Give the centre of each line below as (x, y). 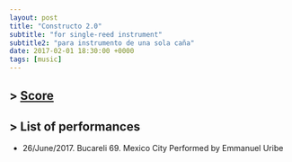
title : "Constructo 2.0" (56, 26)
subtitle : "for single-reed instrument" (86, 34)
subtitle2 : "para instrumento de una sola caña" (102, 43)
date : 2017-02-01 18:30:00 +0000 (72, 51)
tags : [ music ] (36, 59)
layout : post (34, 18)
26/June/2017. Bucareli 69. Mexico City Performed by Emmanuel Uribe (153, 148)
